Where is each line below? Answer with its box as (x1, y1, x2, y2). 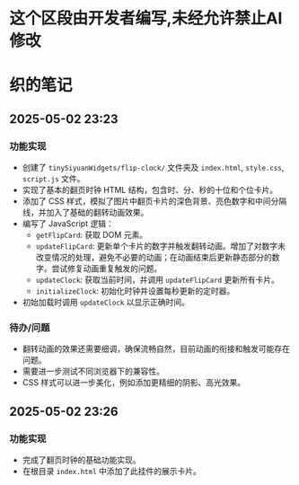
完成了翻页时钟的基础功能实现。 (22, 454, 141, 465)
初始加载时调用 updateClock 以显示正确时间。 (22, 297, 190, 308)
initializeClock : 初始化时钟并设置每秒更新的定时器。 (35, 286, 235, 296)
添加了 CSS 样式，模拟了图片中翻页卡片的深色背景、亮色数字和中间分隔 (22, 196, 287, 207)
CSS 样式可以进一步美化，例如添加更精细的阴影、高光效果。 (22, 377, 245, 388)
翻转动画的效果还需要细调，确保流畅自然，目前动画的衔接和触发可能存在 (22, 343, 290, 355)
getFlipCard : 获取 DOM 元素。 (35, 230, 148, 241)
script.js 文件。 (22, 173, 85, 184)
